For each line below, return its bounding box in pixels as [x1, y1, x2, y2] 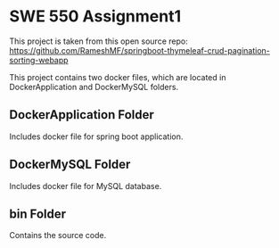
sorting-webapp [9, 54, 69, 65]
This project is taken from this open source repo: [9, 36, 189, 46]
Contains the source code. [9, 230, 107, 241]
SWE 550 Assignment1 [9, 6, 182, 27]
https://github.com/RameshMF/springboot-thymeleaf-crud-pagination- [9, 45, 270, 55]
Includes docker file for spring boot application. [9, 131, 184, 142]
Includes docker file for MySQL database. [9, 180, 162, 191]
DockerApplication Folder [9, 107, 154, 122]
